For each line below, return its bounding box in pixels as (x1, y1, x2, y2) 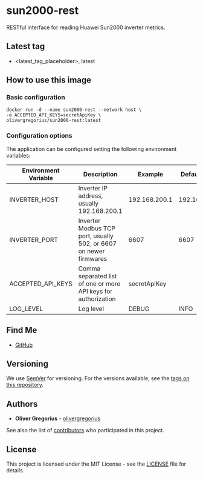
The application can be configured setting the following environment (6, 145, 177, 152)
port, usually (78, 232, 114, 240)
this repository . (6, 381, 44, 389)
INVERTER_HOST (9, 195, 59, 204)
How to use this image (6, 75, 92, 85)
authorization (78, 295, 116, 303)
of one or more (78, 280, 121, 288)
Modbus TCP (78, 224, 116, 232)
